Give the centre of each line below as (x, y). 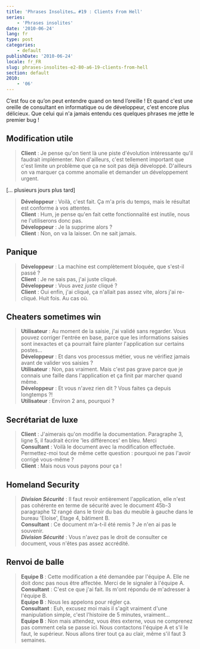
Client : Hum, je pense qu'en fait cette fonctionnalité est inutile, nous (105, 214)
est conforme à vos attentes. (56, 208)
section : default (28, 73)
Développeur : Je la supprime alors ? (66, 227)
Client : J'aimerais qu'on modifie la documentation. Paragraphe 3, (102, 434)
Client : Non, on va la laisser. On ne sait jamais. (79, 233)
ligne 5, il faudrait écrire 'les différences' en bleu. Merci (89, 441)
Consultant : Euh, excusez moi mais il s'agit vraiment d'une (94, 608)
